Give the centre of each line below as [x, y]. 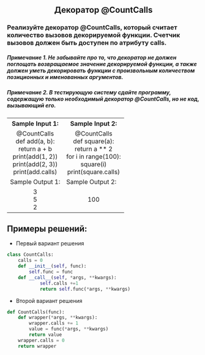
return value [46, 335]
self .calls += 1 [59, 283]
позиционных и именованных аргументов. [65, 77]
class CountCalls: [30, 255]
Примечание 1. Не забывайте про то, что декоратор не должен [92, 57]
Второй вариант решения [49, 300]
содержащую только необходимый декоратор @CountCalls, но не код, [103, 99]
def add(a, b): [35, 141]
